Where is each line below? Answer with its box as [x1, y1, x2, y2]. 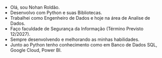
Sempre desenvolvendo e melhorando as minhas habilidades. [10, 36, 140, 42]
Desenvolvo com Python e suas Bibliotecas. [10, 10, 102, 16]
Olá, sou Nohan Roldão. [10, 5, 60, 10]
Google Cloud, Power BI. [10, 47, 62, 53]
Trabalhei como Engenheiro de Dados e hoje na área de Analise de [10, 15, 150, 21]
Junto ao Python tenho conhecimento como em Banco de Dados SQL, [10, 42, 157, 47]
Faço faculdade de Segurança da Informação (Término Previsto [10, 26, 144, 32]
